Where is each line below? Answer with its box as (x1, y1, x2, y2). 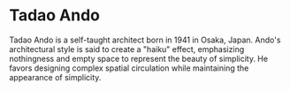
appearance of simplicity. (9, 72, 102, 82)
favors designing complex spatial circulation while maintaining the (9, 63, 249, 73)
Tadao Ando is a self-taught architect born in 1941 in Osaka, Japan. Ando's (9, 34, 281, 45)
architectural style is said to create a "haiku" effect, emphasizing (9, 43, 245, 54)
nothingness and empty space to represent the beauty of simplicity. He (9, 53, 268, 64)
